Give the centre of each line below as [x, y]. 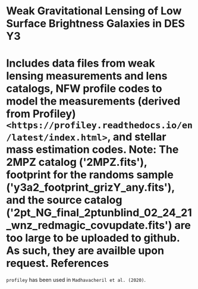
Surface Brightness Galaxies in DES [96, 23]
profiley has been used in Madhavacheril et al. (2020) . [76, 280]
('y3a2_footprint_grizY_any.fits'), [91, 188]
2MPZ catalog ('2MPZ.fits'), [77, 162]
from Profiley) [41, 114]
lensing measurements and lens [87, 76]
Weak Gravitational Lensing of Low [94, 11]
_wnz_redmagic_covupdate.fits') [89, 226]
